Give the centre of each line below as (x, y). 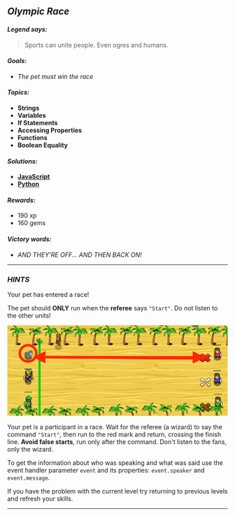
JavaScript (34, 177)
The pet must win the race (55, 76)
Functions (32, 138)
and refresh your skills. (40, 499)
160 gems (31, 223)
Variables (32, 115)
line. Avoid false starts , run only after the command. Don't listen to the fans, (117, 442)
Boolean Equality (43, 145)
